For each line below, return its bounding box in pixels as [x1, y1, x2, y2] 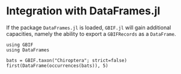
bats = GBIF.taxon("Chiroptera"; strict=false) [6, 57, 128, 63]
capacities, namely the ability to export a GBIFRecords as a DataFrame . [6, 30, 176, 37]
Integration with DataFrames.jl [6, 4, 161, 18]
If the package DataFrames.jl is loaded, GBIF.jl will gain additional [6, 24, 171, 31]
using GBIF [6, 42, 34, 48]
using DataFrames [6, 47, 50, 53]
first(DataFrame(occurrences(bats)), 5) [6, 63, 109, 69]
